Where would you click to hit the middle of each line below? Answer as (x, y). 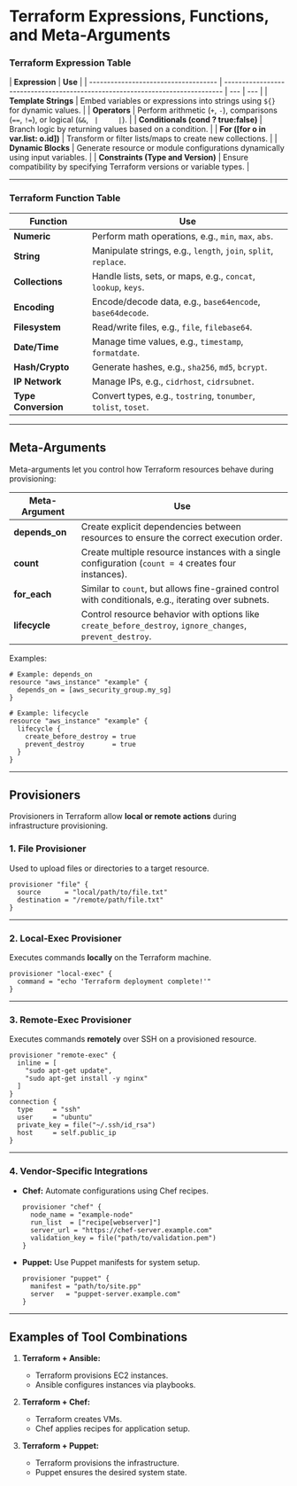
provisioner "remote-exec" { (63, 1056)
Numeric (32, 236)
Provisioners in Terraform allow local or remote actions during (123, 817)
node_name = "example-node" (82, 1215)
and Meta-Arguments (90, 35)
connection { (33, 1102)
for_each (33, 594)
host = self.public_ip (67, 1133)
